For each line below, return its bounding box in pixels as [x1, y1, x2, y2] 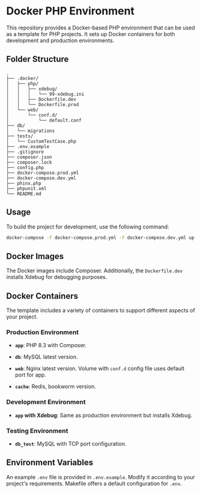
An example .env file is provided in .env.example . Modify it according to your [6, 473, 195, 480]
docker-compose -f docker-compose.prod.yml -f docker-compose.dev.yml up [6, 235, 195, 241]
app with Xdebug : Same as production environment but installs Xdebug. [14, 411, 193, 419]
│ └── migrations [6, 128, 55, 134]
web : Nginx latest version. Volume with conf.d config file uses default [14, 365, 185, 372]
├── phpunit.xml [6, 185, 47, 191]
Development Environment [6, 398, 86, 406]
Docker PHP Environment [6, 4, 135, 18]
